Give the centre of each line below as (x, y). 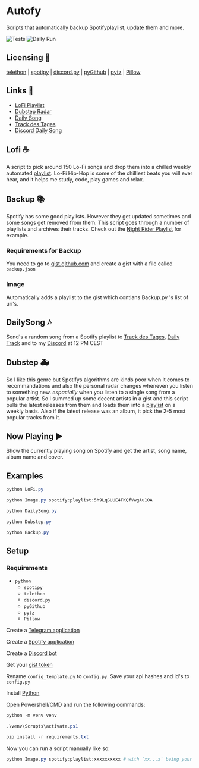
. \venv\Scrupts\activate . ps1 (42, 726)
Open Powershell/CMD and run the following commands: (76, 705)
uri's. (12, 303)
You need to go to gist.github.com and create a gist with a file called (90, 264)
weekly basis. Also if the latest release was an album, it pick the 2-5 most (96, 411)
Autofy (24, 11)
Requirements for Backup (44, 251)
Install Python (23, 693)
